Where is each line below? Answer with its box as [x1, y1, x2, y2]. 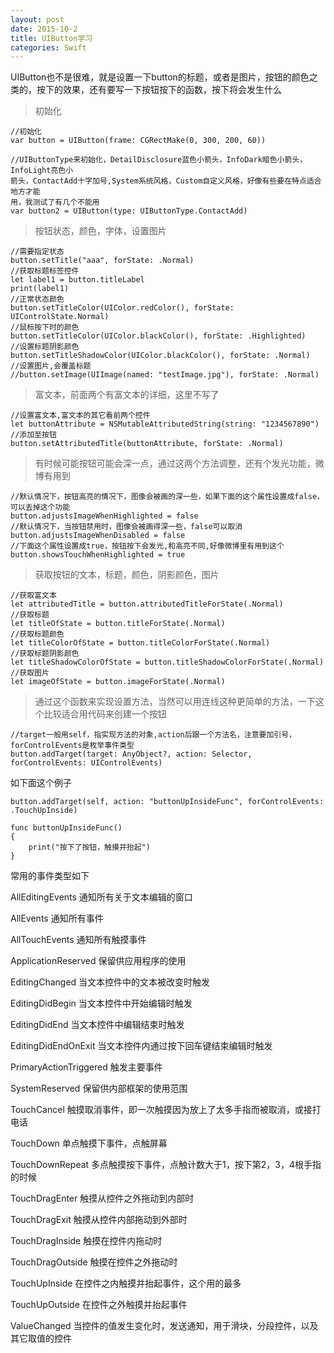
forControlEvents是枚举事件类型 [10, 741, 135, 751]
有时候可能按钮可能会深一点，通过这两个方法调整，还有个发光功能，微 [34, 457, 325, 470]
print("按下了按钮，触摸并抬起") [28, 842, 151, 853]
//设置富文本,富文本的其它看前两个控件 [10, 411, 151, 421]
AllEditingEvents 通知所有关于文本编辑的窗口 [10, 891, 193, 903]
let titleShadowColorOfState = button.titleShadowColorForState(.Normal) [10, 657, 325, 668]
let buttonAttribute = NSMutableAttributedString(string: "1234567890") [10, 419, 320, 430]
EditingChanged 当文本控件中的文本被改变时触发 [10, 976, 211, 988]
